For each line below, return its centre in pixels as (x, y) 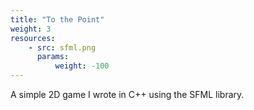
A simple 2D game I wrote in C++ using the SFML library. (127, 94)
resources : (33, 38)
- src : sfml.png (62, 47)
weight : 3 (31, 29)
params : (53, 57)
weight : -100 (82, 66)
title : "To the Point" (57, 19)
